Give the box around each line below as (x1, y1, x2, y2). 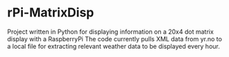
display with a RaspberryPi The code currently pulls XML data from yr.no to (7, 34, 222, 43)
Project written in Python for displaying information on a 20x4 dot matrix (7, 27, 214, 36)
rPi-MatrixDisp (7, 5, 94, 21)
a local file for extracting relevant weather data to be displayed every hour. (7, 42, 220, 50)
